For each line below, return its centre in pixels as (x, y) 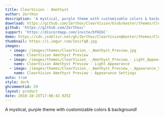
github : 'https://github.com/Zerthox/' (46, 28)
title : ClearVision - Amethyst (37, 10)
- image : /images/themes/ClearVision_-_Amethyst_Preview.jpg (73, 50)
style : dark (17, 82)
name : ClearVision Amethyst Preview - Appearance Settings (75, 73)
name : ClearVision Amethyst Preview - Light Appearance (72, 64)
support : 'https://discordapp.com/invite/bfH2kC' (57, 32)
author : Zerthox (21, 14)
